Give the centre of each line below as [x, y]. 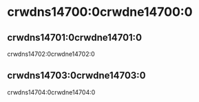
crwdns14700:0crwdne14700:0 [100, 12]
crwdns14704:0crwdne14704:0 [51, 92]
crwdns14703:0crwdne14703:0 [76, 75]
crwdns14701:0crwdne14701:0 [75, 38]
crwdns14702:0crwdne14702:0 [51, 54]
